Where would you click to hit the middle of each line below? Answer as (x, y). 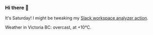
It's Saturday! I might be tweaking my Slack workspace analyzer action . (77, 18)
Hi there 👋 (17, 8)
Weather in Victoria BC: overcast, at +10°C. (48, 27)
